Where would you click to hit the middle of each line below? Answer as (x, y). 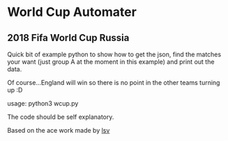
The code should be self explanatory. (61, 117)
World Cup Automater (72, 12)
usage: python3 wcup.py (43, 103)
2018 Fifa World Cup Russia (68, 38)
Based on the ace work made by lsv (59, 130)
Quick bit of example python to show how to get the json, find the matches (114, 54)
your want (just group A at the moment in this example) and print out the (111, 62)
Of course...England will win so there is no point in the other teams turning (114, 83)
